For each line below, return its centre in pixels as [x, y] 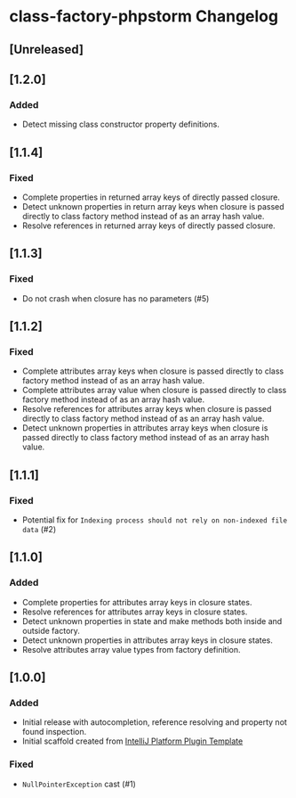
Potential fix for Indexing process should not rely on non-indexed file [154, 520]
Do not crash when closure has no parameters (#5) [116, 298]
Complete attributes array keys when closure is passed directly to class [153, 371]
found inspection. [54, 732]
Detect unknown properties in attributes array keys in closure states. [148, 640]
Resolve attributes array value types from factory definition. [132, 649]
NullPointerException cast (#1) [79, 784]
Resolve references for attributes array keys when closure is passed [147, 409]
